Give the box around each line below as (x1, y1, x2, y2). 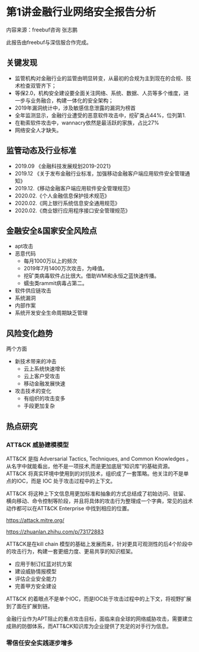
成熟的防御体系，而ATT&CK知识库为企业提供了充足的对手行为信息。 (6, 622, 172, 629)
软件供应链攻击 (14, 287, 52, 294)
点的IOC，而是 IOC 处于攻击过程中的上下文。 (6, 477, 116, 484)
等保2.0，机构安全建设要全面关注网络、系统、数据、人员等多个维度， (14, 90, 184, 97)
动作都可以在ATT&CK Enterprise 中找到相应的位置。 (6, 504, 133, 512)
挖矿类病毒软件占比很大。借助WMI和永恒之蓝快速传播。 (23, 272, 160, 279)
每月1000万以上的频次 (23, 257, 78, 264)
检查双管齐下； (20, 82, 57, 89)
